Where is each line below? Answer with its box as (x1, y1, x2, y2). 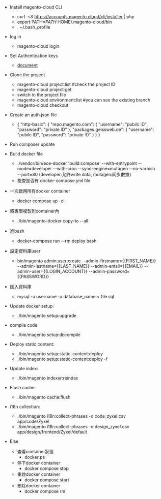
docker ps (24, 454, 45, 460)
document (17, 62, 38, 68)
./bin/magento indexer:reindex (17, 375, 79, 381)
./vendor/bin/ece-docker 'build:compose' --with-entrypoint (17, 160, 137, 166)
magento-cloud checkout (17, 102, 69, 108)
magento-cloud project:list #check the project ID (17, 81, 116, 87)
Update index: (9, 366, 38, 371)
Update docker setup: (9, 303, 54, 309)
